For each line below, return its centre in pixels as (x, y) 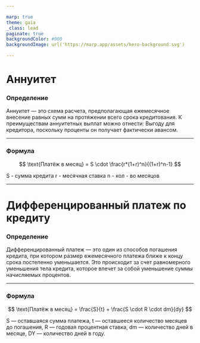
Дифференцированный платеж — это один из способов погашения (92, 250)
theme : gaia (21, 22)
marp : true (20, 17)
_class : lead (22, 28)
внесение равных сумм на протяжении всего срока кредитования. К (94, 118)
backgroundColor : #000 (34, 39)
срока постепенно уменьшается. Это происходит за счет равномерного (98, 262)
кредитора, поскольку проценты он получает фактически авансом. (92, 130)
